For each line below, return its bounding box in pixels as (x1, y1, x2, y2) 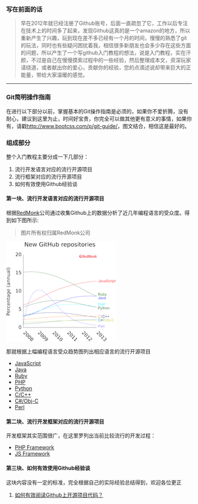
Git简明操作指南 (6, 93, 51, 102)
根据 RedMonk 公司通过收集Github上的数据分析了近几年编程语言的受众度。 (6, 210, 185, 217)
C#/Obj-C (14, 397, 39, 405)
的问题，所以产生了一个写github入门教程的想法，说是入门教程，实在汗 (20, 49, 192, 57)
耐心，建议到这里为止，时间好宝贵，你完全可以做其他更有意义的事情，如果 (6, 115, 187, 122)
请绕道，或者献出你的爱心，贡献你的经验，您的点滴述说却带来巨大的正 (20, 64, 192, 71)
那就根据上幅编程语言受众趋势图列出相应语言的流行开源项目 (6, 348, 151, 355)
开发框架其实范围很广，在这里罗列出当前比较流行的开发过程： (6, 432, 156, 439)
